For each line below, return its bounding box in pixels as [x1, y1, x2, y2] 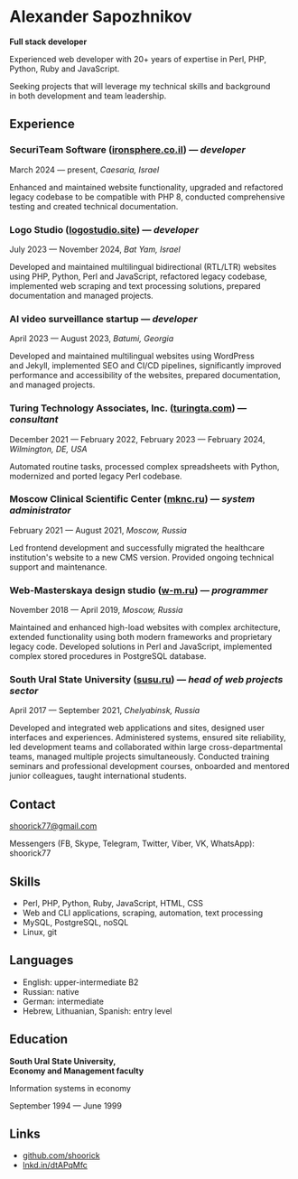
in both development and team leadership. [9, 90, 167, 101]
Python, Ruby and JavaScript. [9, 63, 120, 74]
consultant [9, 413, 59, 426]
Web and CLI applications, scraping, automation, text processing [22, 907, 264, 918]
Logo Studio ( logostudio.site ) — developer [9, 223, 200, 236]
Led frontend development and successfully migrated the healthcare [9, 542, 265, 552]
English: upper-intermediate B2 [22, 977, 139, 988]
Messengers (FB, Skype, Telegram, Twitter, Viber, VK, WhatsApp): [9, 838, 256, 849]
